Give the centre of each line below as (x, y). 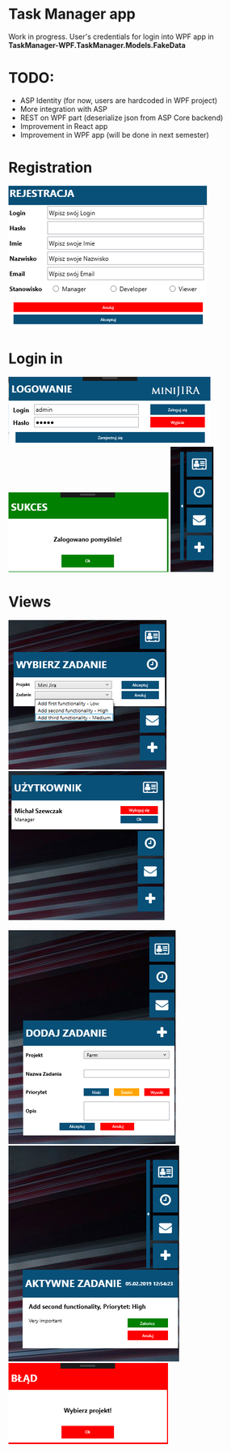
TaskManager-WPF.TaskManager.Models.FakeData (97, 45)
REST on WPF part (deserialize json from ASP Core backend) (122, 118)
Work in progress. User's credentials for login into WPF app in (111, 36)
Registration (50, 168)
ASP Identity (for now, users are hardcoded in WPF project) (119, 100)
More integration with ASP (63, 109)
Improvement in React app (64, 126)
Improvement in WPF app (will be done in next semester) (115, 135)
